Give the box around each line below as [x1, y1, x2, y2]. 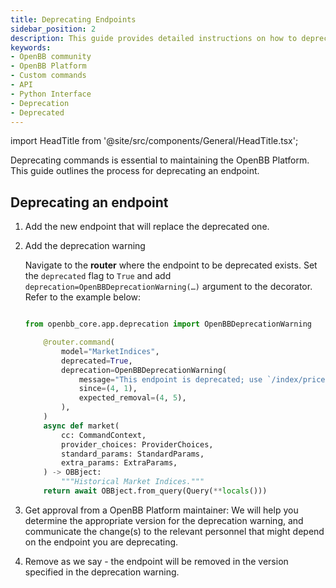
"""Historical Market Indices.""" [61, 477, 205, 487]
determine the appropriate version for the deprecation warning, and [24, 514, 304, 526]
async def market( [43, 421, 120, 431]
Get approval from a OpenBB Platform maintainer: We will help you [24, 504, 299, 516]
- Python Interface [10, 89, 92, 99]
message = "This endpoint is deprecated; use [78, 374, 263, 385]
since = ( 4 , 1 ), [78, 384, 138, 394]
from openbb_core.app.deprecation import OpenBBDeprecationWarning [24, 319, 312, 330]
